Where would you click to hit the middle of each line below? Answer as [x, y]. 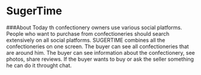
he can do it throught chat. [39, 65]
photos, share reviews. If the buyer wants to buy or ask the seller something [100, 59]
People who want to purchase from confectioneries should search [88, 33]
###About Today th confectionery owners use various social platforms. [94, 27]
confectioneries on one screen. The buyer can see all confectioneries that [97, 46]
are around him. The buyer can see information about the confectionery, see [100, 52]
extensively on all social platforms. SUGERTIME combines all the [86, 40]
